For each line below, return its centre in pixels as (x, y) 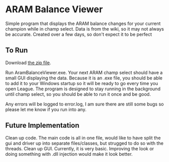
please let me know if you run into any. (46, 109)
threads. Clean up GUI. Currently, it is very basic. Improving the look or (80, 148)
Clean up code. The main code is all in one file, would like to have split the (83, 138)
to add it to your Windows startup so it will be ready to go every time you (82, 83)
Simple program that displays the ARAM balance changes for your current (83, 23)
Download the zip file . (28, 63)
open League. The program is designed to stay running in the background (83, 89)
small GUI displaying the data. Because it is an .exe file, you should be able (84, 78)
